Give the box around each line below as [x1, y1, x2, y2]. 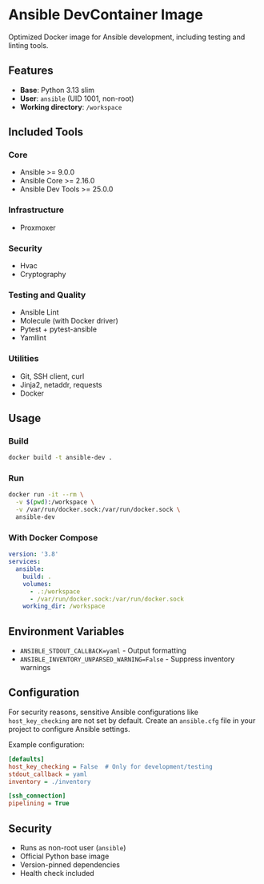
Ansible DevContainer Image [8, 6, 204, 24]
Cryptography [19, 270, 66, 279]
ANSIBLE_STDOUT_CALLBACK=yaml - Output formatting [19, 646, 186, 656]
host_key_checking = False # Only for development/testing [8, 762, 214, 770]
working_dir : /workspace [22, 602, 106, 610]
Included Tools [8, 126, 84, 139]
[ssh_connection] [8, 792, 66, 800]
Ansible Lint [19, 307, 59, 317]
